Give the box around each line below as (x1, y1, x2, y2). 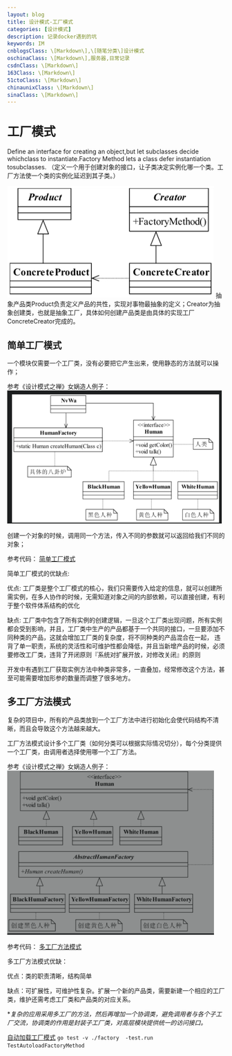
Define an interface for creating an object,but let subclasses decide (7, 147, 199, 155)
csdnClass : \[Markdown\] (7, 62, 79, 69)
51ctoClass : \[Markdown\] (7, 77, 81, 84)
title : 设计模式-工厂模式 (7, 18, 74, 26)
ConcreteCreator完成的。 (7, 317, 79, 326)
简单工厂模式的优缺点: (7, 569, 70, 577)
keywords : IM (7, 40, 45, 48)
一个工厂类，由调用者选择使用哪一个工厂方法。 (7, 747, 140, 756)
